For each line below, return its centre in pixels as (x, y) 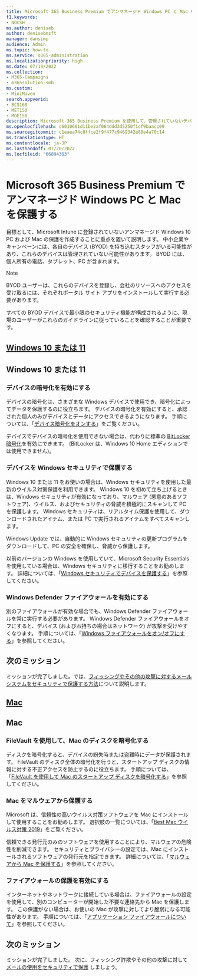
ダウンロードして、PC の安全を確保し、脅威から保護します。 (80, 546)
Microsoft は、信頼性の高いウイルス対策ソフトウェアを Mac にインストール (97, 815)
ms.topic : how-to (27, 50)
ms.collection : (25, 72)
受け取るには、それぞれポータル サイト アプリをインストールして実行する (95, 293)
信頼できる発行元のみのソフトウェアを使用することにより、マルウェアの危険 (99, 842)
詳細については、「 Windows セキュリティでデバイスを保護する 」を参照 (103, 573)
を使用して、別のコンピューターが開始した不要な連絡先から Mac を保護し (95, 902)
